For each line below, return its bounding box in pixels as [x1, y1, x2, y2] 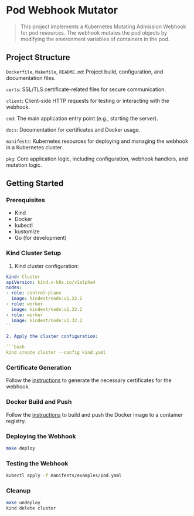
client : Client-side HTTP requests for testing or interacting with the [6, 97, 169, 104]
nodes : [6, 284, 22, 291]
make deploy [6, 445, 35, 451]
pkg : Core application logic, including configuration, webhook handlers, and [6, 155, 188, 162]
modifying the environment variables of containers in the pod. [20, 35, 170, 42]
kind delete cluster [6, 505, 57, 511]
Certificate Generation [6, 364, 72, 372]
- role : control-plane [6, 290, 62, 296]
